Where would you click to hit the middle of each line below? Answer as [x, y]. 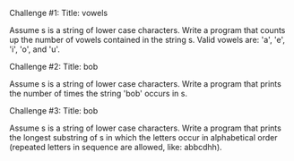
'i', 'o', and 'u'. [35, 49]
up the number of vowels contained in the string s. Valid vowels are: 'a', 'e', [147, 40]
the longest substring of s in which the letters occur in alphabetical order [143, 137]
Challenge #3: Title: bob [54, 110]
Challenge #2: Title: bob [54, 67]
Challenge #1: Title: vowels [59, 13]
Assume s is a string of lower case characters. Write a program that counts [147, 30]
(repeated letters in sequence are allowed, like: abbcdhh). [116, 147]
